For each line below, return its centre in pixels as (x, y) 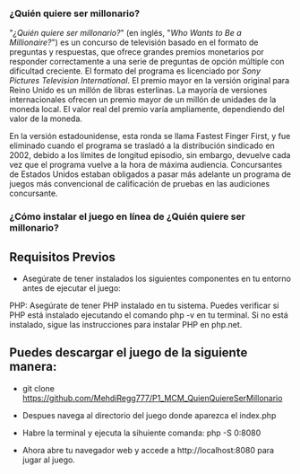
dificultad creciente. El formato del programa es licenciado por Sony (135, 71)
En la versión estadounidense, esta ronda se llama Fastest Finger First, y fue (150, 136)
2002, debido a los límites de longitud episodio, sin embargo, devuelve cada (150, 155)
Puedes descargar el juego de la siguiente (129, 353)
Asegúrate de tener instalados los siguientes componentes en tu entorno (156, 279)
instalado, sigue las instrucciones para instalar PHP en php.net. (126, 325)
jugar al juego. (49, 460)
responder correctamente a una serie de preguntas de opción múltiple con (147, 62)
